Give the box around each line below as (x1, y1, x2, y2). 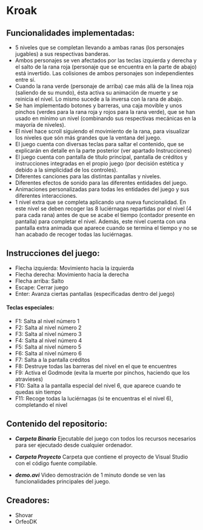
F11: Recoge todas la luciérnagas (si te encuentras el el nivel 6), (15, 395, 173, 402)
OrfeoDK (15, 518, 38, 525)
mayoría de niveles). (15, 121, 66, 128)
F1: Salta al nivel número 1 (15, 318, 80, 325)
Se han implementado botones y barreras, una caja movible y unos (15, 102, 182, 109)
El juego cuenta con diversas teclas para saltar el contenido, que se (15, 141, 184, 147)
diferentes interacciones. (15, 192, 78, 199)
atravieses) (15, 375, 44, 383)
